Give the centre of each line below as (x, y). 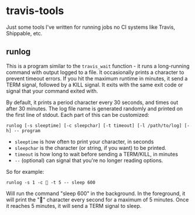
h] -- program (23, 130)
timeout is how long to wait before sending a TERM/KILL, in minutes (96, 154)
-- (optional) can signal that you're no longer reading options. (89, 160)
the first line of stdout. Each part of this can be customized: (78, 115)
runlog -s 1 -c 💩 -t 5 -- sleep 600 (51, 182)
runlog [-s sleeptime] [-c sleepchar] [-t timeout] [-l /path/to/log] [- (98, 125)
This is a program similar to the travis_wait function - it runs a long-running (98, 66)
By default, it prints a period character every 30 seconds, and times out (92, 102)
